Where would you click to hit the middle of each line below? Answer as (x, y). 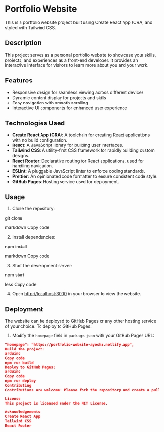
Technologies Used (35, 123)
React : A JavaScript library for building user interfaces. (68, 145)
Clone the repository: (33, 209)
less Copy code (21, 285)
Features (19, 81)
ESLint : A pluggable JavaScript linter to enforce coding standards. (79, 171)
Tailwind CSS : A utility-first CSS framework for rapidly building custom (83, 150)
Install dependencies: (34, 237)
